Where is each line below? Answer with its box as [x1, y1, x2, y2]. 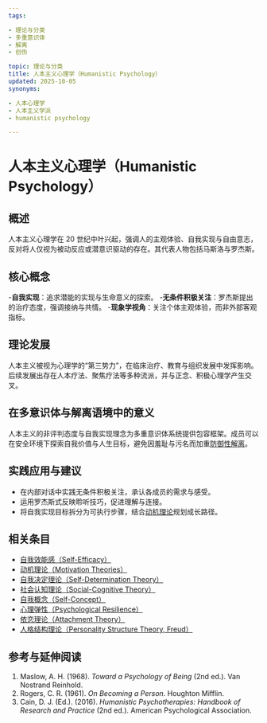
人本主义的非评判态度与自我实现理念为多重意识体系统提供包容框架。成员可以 [8, 428, 259, 438]
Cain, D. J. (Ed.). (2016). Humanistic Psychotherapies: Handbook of [19, 698, 241, 707]
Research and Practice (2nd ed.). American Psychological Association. [19, 705, 252, 715]
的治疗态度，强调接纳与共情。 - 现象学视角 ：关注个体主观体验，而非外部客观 [8, 303, 257, 312]
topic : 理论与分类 [8, 63, 64, 71]
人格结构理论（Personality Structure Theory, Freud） [19, 624, 193, 634]
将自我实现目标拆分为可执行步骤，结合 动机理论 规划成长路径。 [19, 506, 222, 516]
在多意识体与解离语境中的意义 [8, 406, 155, 420]
